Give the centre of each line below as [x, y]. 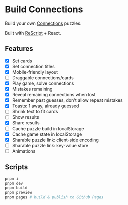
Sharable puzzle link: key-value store [50, 145]
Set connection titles [33, 66]
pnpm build [16, 188]
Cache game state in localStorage [47, 134]
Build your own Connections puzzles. [43, 23]
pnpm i [12, 179]
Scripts [16, 167]
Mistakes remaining [32, 89]
